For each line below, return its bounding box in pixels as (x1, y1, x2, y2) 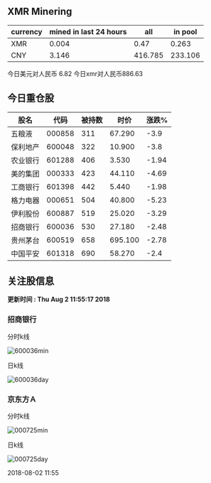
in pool (173, 26, 198, 36)
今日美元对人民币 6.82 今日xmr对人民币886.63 (7, 69, 144, 77)
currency (11, 26, 43, 36)
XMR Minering (7, 6, 72, 18)
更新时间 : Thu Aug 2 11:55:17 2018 (7, 295, 110, 304)
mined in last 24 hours (49, 26, 127, 36)
